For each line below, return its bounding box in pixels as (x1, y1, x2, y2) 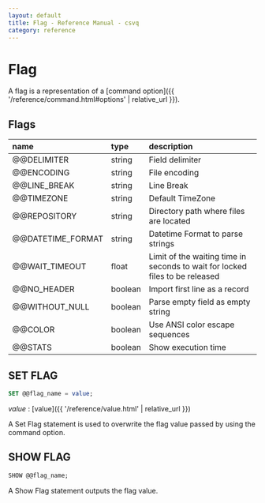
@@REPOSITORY (12, 211, 77, 222)
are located (148, 216, 191, 227)
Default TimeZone (148, 193, 215, 204)
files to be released (148, 271, 220, 282)
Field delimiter (148, 155, 202, 166)
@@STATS (12, 342, 53, 353)
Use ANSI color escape (148, 319, 235, 330)
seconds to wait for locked (148, 261, 247, 272)
